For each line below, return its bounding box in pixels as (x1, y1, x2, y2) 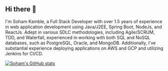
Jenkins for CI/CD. (5, 50, 44, 56)
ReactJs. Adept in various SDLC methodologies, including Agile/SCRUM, (5, 29, 155, 35)
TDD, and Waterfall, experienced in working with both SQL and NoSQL (5, 34, 150, 40)
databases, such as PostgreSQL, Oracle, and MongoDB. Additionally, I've (5, 40, 156, 46)
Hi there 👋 (5, 5, 37, 14)
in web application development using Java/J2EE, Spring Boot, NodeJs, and (5, 24, 162, 30)
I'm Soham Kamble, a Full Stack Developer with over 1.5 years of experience (5, 18, 162, 24)
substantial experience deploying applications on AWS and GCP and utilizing (5, 45, 163, 51)
